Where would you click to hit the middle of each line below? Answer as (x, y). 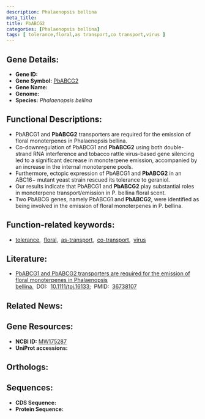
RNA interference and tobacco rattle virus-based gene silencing (114, 154)
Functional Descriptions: (54, 120)
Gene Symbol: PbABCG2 (47, 81)
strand (23, 154)
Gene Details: (33, 60)
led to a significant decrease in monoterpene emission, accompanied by (106, 160)
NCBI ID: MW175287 (41, 341)
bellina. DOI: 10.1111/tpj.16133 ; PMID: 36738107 (76, 287)
